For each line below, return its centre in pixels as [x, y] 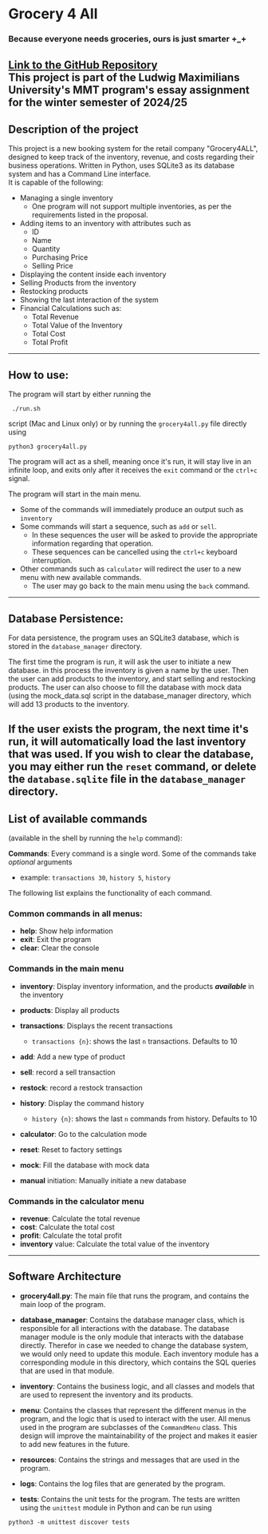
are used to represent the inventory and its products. [106, 1394]
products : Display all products [69, 1010]
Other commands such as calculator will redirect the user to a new [130, 569]
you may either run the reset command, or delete [132, 767]
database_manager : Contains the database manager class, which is [132, 1320]
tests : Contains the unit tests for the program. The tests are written [130, 1499]
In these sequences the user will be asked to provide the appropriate [144, 535]
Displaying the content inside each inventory [93, 274]
